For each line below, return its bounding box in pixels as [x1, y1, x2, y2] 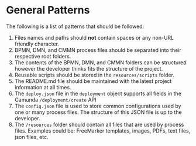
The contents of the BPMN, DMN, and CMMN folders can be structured [14, 59, 187, 66]
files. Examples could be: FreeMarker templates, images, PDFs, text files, [14, 127, 191, 134]
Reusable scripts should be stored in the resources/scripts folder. [14, 71, 174, 78]
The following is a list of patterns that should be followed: [6, 23, 145, 30]
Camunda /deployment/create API [14, 96, 97, 103]
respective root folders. [14, 53, 71, 60]
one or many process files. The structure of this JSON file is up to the [14, 109, 183, 116]
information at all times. [14, 84, 71, 91]
